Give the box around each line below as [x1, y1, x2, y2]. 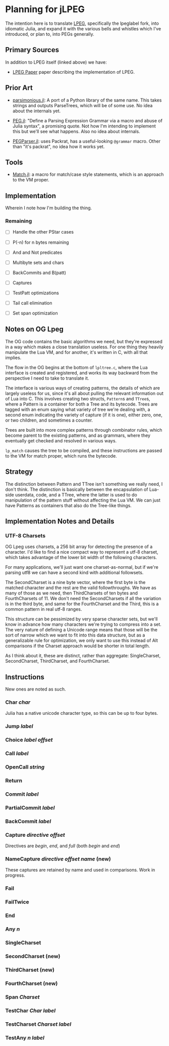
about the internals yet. [12, 108, 61, 114]
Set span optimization [12, 310, 58, 316]
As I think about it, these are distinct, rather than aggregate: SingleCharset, [5, 653, 161, 659]
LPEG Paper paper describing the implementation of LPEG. [12, 69, 135, 75]
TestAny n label [5, 1034, 44, 1041]
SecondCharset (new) [5, 952, 61, 960]
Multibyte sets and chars [12, 259, 64, 265]
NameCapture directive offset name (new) [5, 855, 111, 862]
